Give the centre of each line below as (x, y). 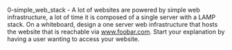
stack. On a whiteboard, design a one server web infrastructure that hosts (113, 24)
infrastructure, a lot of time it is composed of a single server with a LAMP (111, 17)
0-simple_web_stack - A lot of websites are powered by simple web (104, 10)
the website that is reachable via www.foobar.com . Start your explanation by (116, 32)
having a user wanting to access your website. (73, 39)
